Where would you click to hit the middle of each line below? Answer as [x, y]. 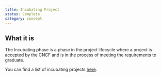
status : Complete [23, 14]
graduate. [15, 60]
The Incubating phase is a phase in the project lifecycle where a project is [79, 50]
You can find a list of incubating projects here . [51, 69]
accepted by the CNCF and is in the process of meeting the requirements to [81, 55]
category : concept [24, 18]
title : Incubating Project [32, 9]
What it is [20, 38]
